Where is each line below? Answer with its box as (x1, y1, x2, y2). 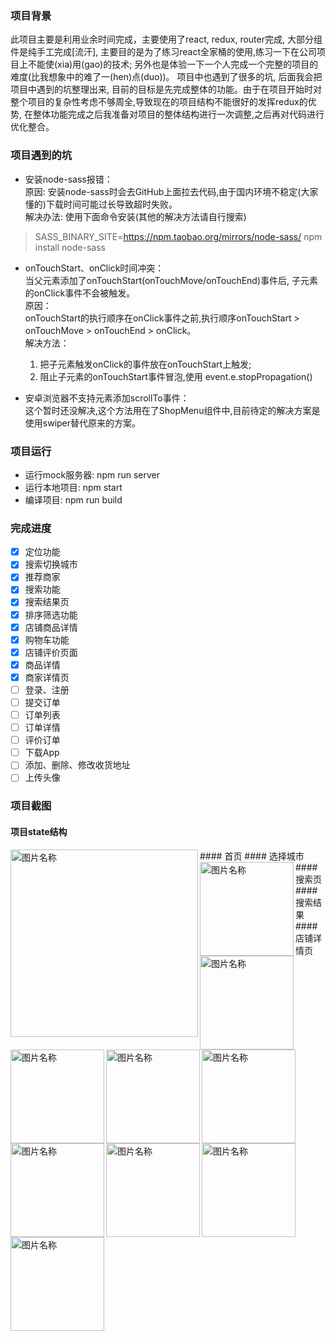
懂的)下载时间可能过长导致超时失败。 (24, 198, 178, 210)
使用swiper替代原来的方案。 (24, 417, 142, 429)
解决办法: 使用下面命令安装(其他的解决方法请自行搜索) (24, 210, 247, 222)
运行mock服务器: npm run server (24, 468, 160, 481)
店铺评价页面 (24, 646, 78, 658)
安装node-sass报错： (24, 173, 113, 185)
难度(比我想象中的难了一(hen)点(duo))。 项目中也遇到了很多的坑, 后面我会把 (10, 71, 323, 83)
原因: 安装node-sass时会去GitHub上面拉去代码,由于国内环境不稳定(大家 (24, 185, 319, 197)
